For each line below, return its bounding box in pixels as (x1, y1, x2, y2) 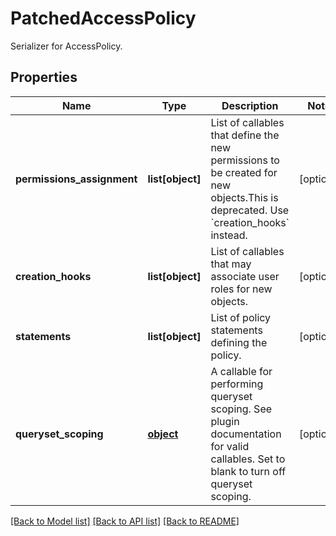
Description (221, 98, 279, 112)
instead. (210, 228, 248, 242)
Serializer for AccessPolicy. (10, 40, 123, 52)
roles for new (210, 282, 273, 296)
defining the (210, 335, 268, 349)
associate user (210, 269, 280, 283)
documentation (210, 427, 282, 441)
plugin (210, 414, 240, 428)
